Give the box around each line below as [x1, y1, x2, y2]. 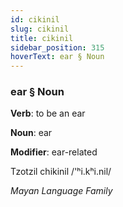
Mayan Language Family [10, 185, 113, 197]
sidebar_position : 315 [10, 42, 105, 53]
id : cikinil [10, 14, 60, 25]
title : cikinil [10, 33, 74, 43]
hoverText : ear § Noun [10, 52, 105, 62]
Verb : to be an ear [10, 107, 86, 120]
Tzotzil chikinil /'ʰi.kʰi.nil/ [10, 166, 112, 178]
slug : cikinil [10, 24, 70, 34]
